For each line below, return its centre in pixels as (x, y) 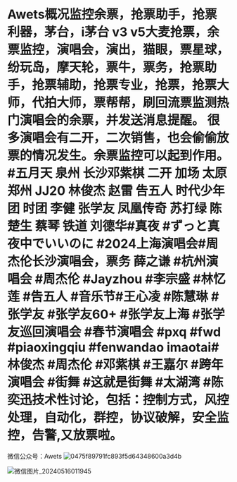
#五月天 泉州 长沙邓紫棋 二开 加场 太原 (117, 173)
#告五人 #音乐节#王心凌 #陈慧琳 (115, 297)
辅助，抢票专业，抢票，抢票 (137, 85)
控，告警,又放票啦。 (65, 435)
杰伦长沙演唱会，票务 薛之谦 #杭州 (107, 261)
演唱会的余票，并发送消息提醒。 (113, 120)
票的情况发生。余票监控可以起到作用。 (118, 156)
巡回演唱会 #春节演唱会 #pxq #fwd (121, 332)
